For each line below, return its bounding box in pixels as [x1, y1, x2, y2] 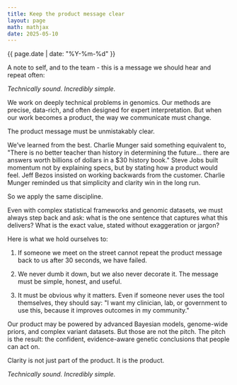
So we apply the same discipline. [7, 192, 104, 201]
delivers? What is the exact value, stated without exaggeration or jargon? [7, 221, 220, 230]
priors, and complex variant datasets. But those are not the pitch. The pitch [7, 328, 226, 336]
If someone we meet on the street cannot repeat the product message [17, 249, 223, 257]
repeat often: [7, 71, 45, 79]
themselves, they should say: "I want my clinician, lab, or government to [17, 298, 228, 307]
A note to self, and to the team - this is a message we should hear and [7, 63, 212, 72]
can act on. [7, 342, 40, 351]
